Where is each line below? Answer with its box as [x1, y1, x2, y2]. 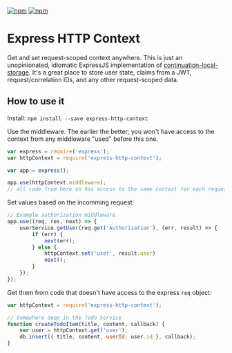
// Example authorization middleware [7, 211, 116, 219]
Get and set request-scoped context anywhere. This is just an [7, 53, 183, 61]
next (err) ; [43, 237, 76, 245]
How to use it [7, 95, 65, 107]
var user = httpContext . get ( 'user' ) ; [19, 327, 128, 334]
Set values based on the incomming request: [7, 198, 135, 207]
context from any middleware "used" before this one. [7, 135, 159, 143]
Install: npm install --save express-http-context [7, 114, 148, 122]
